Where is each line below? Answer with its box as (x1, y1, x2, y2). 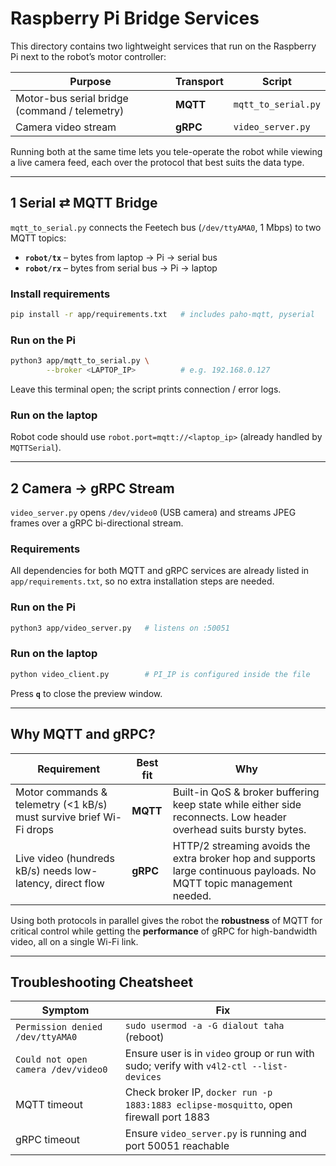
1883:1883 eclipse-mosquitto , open (124, 1098, 293, 1112)
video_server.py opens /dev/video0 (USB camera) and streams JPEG (10, 507, 297, 519)
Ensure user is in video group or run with (124, 1047, 315, 1061)
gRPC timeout (15, 1133, 81, 1147)
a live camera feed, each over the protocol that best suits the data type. (10, 156, 305, 168)
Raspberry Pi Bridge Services (10, 7, 260, 30)
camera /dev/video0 (15, 1064, 108, 1076)
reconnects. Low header (172, 810, 287, 824)
